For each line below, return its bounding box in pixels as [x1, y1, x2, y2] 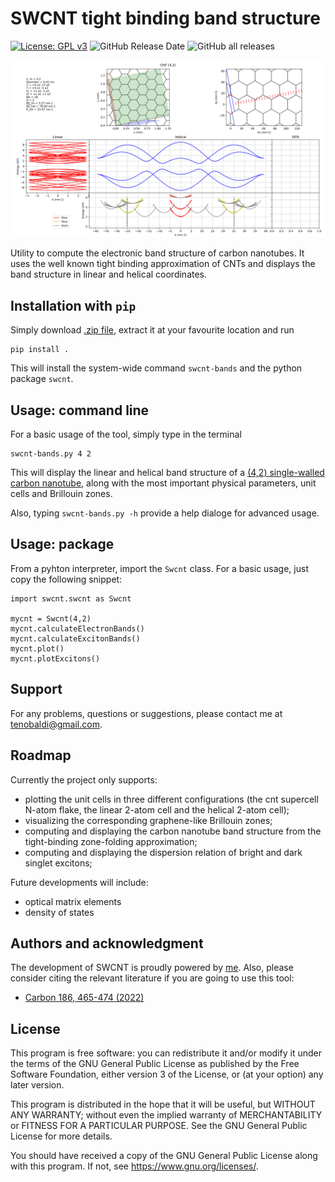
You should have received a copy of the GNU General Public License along [10, 1150, 318, 1162]
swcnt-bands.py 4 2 [10, 449, 92, 459]
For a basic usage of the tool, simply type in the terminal [10, 428, 242, 441]
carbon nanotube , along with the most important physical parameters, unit [10, 477, 317, 489]
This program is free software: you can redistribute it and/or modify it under [10, 1047, 322, 1059]
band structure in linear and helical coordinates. [10, 268, 208, 281]
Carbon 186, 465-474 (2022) [24, 992, 145, 1004]
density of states [24, 906, 95, 918]
